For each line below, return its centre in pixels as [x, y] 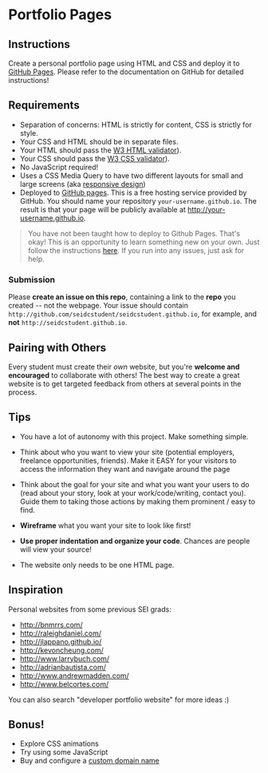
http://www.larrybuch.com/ [65, 658]
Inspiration [36, 590]
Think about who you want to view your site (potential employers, [127, 452]
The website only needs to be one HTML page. [97, 565]
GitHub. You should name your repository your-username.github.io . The [138, 200]
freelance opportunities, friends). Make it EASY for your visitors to [128, 460]
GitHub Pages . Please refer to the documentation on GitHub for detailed [126, 72]
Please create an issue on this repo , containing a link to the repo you [122, 297]
